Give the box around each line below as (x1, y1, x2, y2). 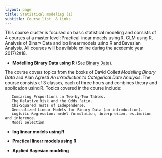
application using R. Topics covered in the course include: (5, 85, 121, 91)
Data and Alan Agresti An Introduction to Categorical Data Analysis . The (5, 74, 151, 81)
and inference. (5, 116, 36, 121)
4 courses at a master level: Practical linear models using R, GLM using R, (5, 35, 153, 41)
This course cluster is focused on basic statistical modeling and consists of (5, 30, 156, 36)
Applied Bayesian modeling (12, 148, 69, 154)
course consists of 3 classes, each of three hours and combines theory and (5, 80, 157, 86)
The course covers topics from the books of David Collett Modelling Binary (5, 69, 156, 75)
